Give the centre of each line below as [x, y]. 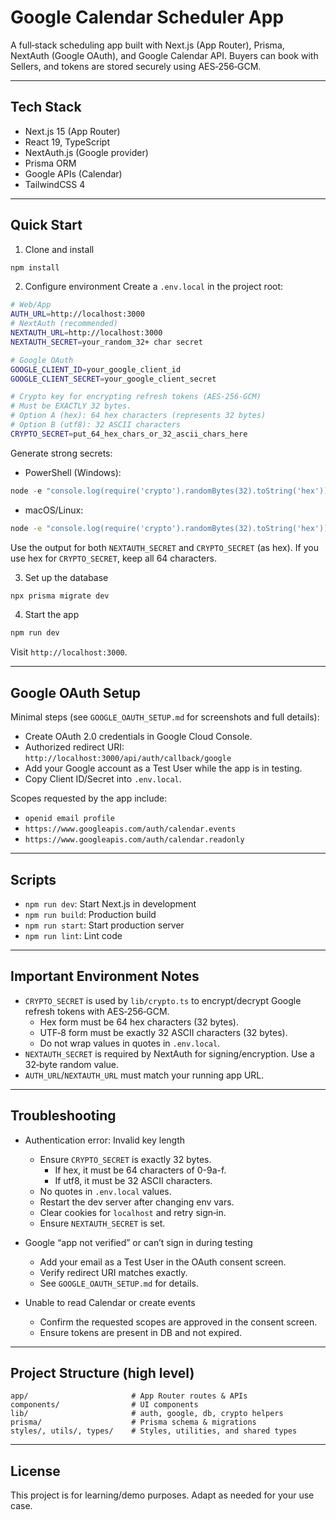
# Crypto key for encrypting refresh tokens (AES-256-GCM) [136, 397]
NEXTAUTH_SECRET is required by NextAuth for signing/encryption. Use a [169, 1053]
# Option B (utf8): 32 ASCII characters [96, 425]
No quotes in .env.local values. [105, 1191]
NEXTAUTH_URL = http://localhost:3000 [86, 333]
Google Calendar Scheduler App [147, 17]
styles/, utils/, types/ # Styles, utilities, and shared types [154, 1431]
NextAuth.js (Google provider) [86, 152]
